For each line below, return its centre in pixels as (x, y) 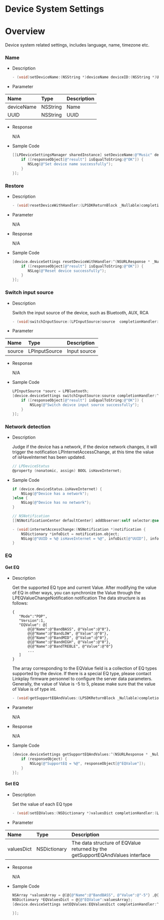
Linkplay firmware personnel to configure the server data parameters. (82, 679)
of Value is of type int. (34, 689)
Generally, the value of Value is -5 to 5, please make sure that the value (84, 684)
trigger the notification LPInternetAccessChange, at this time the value (83, 452)
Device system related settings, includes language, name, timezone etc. (77, 45)
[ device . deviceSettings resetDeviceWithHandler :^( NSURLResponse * (81, 261)
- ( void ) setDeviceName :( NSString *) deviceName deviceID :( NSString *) (84, 77)
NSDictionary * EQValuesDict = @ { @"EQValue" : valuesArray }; (72, 899)
